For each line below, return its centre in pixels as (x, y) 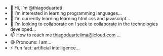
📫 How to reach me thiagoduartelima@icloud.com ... (65, 35)
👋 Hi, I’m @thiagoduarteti (36, 8)
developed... (23, 29)
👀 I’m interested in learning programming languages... (66, 13)
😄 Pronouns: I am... (31, 42)
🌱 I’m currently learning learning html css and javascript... (70, 18)
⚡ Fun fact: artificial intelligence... (45, 48)
